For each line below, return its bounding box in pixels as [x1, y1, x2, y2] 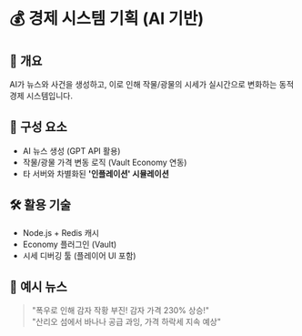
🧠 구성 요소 [9, 119, 68, 135]
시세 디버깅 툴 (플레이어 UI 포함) [22, 249, 136, 260]
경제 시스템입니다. [9, 90, 74, 101]
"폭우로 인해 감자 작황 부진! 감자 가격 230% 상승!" [31, 305, 210, 316]
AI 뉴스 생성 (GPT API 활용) [22, 145, 121, 156]
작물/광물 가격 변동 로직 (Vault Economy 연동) [22, 157, 187, 168]
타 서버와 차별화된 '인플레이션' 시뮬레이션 [22, 168, 170, 178]
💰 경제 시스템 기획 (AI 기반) [9, 8, 205, 29]
